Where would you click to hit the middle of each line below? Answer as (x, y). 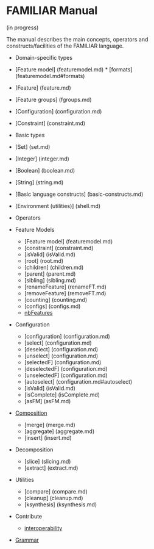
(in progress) (23, 27)
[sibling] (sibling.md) (50, 280)
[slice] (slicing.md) (47, 461)
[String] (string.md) (39, 182)
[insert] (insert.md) (48, 437)
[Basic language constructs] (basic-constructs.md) (79, 194)
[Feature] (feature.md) (43, 88)
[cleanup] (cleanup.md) (54, 498)
